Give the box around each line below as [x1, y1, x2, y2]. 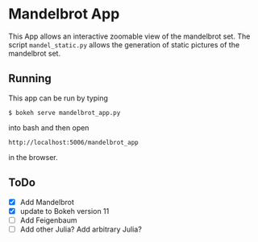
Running [8, 72, 52, 85]
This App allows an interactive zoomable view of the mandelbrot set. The [8, 31, 251, 41]
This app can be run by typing [8, 93, 109, 103]
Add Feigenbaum [19, 215, 77, 225]
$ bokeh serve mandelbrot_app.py [8, 109, 121, 117]
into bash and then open [8, 122, 89, 133]
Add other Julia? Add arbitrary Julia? [19, 224, 143, 234]
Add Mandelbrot [19, 197, 75, 207]
